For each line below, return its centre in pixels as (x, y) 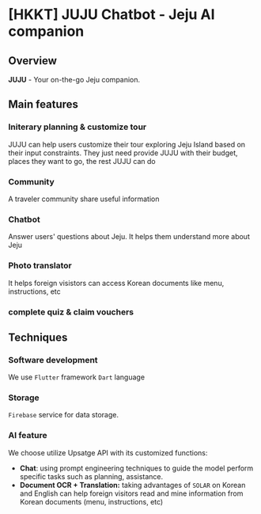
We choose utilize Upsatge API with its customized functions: (108, 452)
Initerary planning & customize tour (78, 127)
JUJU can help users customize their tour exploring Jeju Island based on (127, 144)
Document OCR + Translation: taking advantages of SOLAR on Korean (132, 485)
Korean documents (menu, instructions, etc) (91, 501)
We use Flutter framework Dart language (76, 377)
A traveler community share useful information (84, 199)
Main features (43, 105)
